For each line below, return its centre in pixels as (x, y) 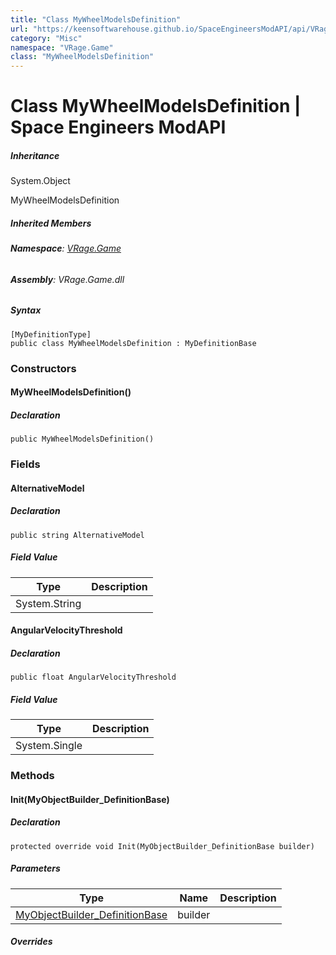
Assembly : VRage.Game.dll (67, 279)
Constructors (43, 368)
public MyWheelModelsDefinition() (82, 439)
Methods (32, 776)
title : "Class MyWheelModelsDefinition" (96, 19)
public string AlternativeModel (77, 535)
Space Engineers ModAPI (118, 127)
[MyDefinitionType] (51, 334)
